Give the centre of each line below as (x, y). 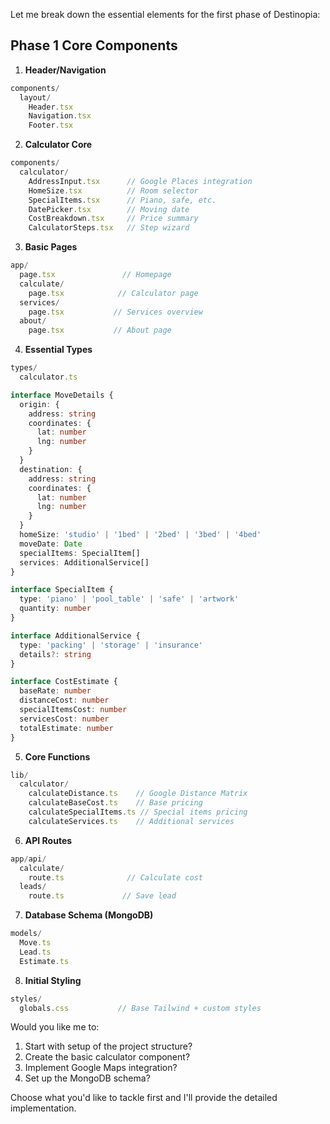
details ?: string (55, 654)
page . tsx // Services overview (115, 312)
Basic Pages (51, 247)
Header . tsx (51, 107)
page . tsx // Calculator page (113, 293)
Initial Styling (53, 980)
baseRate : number (55, 691)
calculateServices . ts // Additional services (131, 821)
